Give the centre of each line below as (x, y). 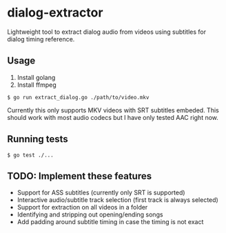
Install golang (36, 77)
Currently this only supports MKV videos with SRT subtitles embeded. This (113, 110)
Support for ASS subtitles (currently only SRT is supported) (101, 193)
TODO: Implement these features (80, 176)
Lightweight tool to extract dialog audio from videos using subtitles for (107, 32)
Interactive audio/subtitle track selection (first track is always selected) (117, 200)
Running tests (38, 139)
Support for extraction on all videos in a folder (82, 207)
